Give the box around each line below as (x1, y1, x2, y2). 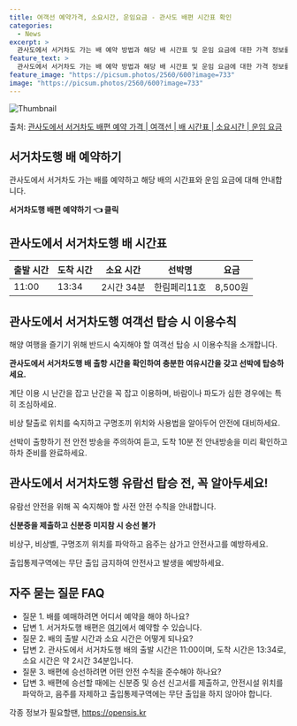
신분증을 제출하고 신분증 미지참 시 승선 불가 (9, 519, 156, 531)
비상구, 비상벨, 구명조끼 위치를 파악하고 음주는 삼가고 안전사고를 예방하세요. (9, 539, 269, 549)
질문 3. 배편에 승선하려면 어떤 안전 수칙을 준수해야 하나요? (21, 666, 222, 676)
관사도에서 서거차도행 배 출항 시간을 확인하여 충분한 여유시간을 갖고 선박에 (9, 358, 261, 369)
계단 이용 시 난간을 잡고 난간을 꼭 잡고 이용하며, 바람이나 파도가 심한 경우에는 (9, 388, 273, 399)
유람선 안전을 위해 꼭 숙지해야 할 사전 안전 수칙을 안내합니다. (9, 501, 217, 511)
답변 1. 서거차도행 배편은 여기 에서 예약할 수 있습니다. (21, 622, 202, 632)
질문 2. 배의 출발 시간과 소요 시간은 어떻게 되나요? (21, 633, 194, 644)
